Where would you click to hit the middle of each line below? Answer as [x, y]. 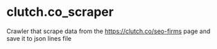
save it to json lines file [39, 38]
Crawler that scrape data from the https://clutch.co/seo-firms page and [108, 31]
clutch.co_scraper [60, 12]
